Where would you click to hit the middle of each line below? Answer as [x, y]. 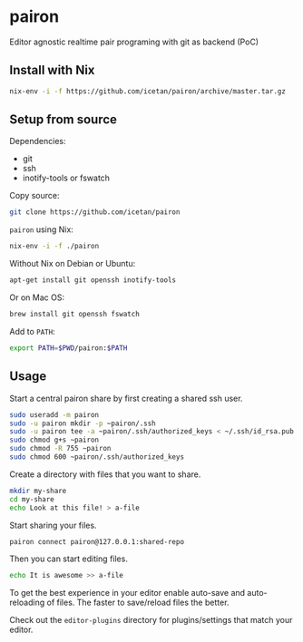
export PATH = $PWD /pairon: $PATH [68, 348]
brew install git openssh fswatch [75, 315]
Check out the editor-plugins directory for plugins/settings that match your [151, 620]
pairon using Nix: [42, 229]
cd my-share [32, 499]
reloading [27, 603]
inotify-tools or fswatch [66, 178]
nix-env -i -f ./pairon [54, 247]
